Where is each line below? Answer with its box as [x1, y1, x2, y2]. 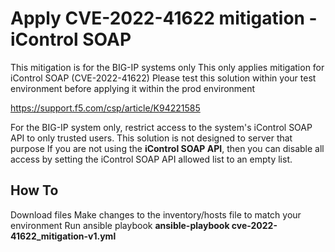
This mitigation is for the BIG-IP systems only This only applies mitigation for [10, 61, 325, 73]
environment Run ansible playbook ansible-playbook [10, 219, 230, 231]
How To [10, 182, 59, 199]
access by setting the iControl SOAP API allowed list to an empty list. [10, 153, 293, 165]
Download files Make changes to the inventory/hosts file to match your [10, 208, 302, 221]
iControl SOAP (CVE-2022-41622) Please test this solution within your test [10, 72, 317, 84]
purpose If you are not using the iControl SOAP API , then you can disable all [10, 142, 325, 154]
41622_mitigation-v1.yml [10, 230, 117, 242]
